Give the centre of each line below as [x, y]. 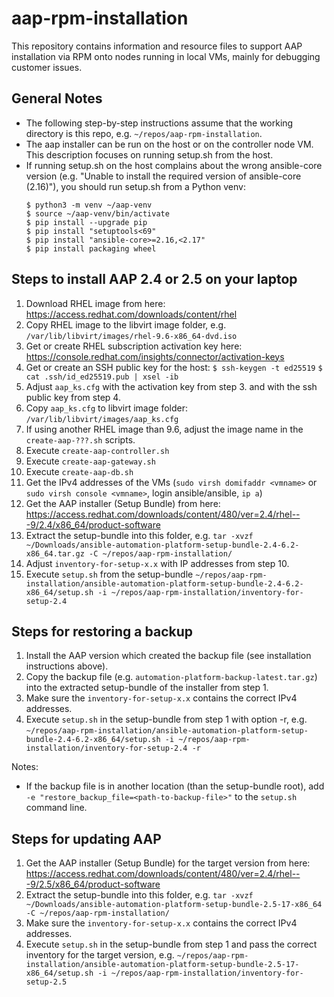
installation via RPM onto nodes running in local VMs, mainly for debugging [166, 56]
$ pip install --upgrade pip [86, 222]
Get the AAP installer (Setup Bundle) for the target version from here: [168, 863]
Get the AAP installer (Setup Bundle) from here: [123, 503]
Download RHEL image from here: [95, 303]
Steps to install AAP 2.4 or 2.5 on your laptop [154, 279]
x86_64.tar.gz [55, 553]
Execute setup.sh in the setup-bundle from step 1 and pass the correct [171, 944]
